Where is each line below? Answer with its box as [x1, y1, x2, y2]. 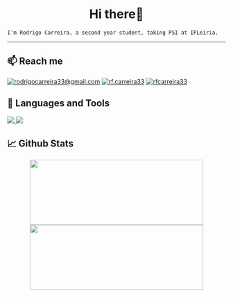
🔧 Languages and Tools [7, 97, 110, 110]
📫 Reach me [7, 56, 64, 67]
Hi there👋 [89, 6, 144, 22]
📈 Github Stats [7, 137, 74, 149]
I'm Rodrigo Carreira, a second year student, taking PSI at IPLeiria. [7, 29, 218, 36]
